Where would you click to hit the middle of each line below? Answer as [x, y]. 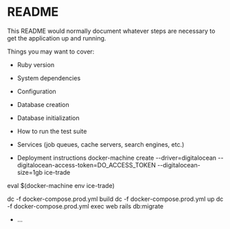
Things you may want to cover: [51, 51]
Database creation [43, 104]
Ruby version [36, 64]
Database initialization [48, 118]
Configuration [36, 91]
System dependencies [49, 78]
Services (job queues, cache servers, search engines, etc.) [101, 144]
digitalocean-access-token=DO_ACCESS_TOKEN [86, 165]
